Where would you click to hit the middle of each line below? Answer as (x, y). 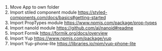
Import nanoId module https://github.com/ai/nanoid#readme (71, 28)
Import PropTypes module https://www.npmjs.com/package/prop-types (83, 23)
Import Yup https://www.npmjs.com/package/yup (61, 38)
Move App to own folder (35, 7)
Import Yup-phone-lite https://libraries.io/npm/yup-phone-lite (73, 43)
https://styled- (93, 12)
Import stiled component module (43, 12)
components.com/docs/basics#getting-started (58, 17)
